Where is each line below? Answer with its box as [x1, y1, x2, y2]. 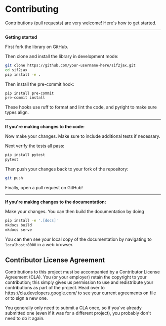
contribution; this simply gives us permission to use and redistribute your [5, 279, 154, 285]
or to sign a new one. [5, 295, 48, 301]
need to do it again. [5, 316, 44, 322]
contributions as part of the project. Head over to [5, 285, 105, 291]
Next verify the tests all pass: [5, 143, 65, 149]
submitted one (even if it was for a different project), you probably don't [5, 310, 151, 316]
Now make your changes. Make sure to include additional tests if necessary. [5, 133, 161, 139]
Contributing [5, 3, 59, 15]
